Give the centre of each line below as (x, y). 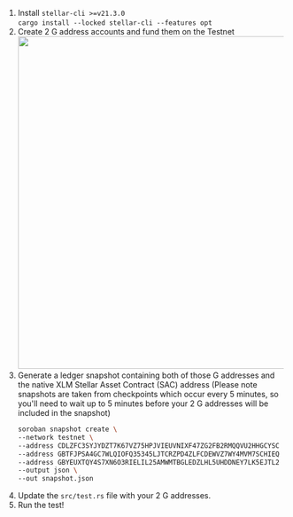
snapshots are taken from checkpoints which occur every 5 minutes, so (148, 394)
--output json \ (47, 470)
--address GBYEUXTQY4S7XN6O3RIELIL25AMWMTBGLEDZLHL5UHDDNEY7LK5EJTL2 (149, 462)
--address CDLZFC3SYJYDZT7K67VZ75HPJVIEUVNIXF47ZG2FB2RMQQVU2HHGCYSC (149, 446)
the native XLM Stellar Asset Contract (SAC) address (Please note (138, 384)
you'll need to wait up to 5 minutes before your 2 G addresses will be (143, 403)
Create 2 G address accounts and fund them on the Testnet (126, 31)
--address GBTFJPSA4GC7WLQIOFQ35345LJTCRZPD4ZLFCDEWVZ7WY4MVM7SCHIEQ (149, 454)
